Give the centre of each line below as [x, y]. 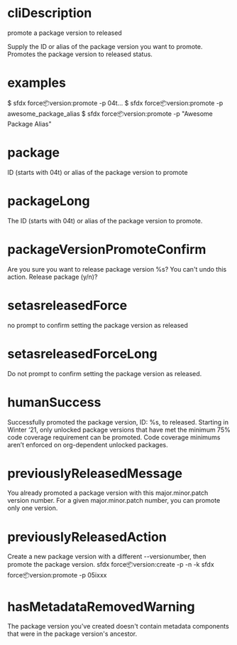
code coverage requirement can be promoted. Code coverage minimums [114, 437]
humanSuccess [54, 402]
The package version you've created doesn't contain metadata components [118, 627]
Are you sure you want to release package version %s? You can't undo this [117, 269]
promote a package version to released [65, 33]
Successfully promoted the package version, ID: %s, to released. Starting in [118, 422]
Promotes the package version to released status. [80, 54]
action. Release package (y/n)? [53, 277]
